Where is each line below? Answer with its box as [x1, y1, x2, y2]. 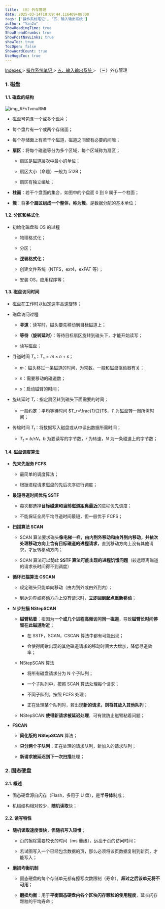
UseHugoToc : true [5, 53, 41, 58]
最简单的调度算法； [19, 471, 59, 478]
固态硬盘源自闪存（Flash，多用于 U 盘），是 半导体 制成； [12, 792, 127, 798]
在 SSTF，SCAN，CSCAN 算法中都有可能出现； [27, 633, 124, 639]
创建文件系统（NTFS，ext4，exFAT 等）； [19, 266, 103, 272]
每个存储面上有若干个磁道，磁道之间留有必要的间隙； [12, 137, 121, 143]
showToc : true [5, 40, 34, 45]
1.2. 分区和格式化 [5, 212, 40, 218]
